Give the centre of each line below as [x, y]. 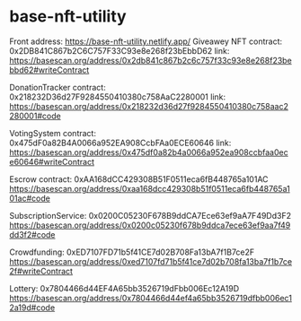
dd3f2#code [32, 234]
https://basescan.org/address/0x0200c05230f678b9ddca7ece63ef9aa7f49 [150, 225]
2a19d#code [32, 308]
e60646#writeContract [52, 161]
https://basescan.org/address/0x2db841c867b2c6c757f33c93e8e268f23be [150, 60]
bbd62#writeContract [49, 70]
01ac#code [30, 198]
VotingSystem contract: [53, 133]
